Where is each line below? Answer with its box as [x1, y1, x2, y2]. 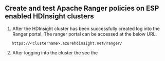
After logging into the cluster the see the [12, 49, 98, 55]
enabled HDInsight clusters [5, 12, 94, 21]
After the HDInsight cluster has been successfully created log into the [12, 25, 160, 32]
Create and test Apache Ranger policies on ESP [5, 4, 159, 13]
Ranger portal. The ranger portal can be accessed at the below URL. [12, 30, 157, 37]
